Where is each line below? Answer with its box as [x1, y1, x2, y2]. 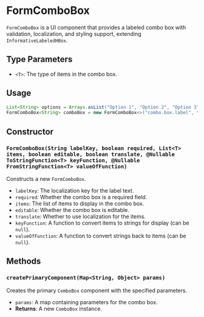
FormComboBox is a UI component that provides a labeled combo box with [6, 24, 186, 31]
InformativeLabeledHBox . [6, 36, 68, 44]
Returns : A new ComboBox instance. [15, 305, 102, 312]
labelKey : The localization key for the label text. [15, 187, 134, 194]
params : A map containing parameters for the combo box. [15, 298, 158, 305]
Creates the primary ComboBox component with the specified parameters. [6, 287, 187, 294]
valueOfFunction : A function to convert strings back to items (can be [15, 232, 186, 239]
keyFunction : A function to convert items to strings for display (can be [15, 219, 189, 227]
